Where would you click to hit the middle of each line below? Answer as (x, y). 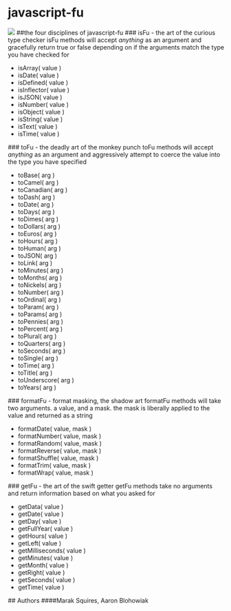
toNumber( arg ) (41, 292)
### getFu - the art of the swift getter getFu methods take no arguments (110, 486)
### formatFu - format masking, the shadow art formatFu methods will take (115, 400)
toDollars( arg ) (39, 226)
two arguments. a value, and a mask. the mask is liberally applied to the (109, 408)
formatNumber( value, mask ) (59, 436)
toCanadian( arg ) (43, 189)
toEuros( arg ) (37, 234)
